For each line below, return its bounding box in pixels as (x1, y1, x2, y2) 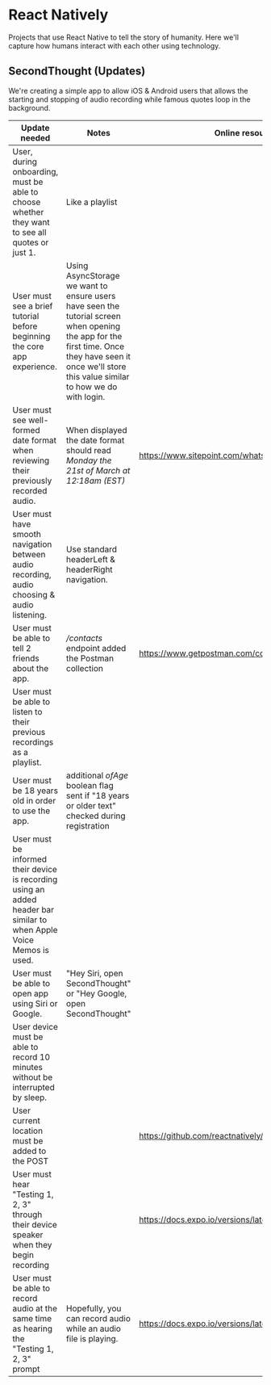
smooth (12, 528, 42, 539)
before (12, 321, 38, 332)
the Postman (65, 653, 115, 664)
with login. (65, 391, 106, 402)
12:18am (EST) (65, 475, 126, 486)
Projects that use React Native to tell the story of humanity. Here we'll (8, 32, 240, 42)
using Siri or (12, 997, 58, 1009)
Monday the (65, 455, 112, 466)
